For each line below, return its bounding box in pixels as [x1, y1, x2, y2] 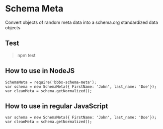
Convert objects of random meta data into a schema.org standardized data [5, 19, 158, 25]
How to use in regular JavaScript [5, 102, 108, 110]
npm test [17, 52, 36, 58]
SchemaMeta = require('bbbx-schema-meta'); [5, 80, 97, 85]
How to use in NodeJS [5, 66, 75, 75]
